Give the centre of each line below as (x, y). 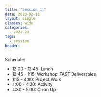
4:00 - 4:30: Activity (32, 84)
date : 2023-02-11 (22, 14)
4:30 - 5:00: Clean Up (34, 89)
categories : (17, 28)
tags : (10, 37)
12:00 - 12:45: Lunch (32, 69)
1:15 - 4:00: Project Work (36, 79)
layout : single (20, 18)
